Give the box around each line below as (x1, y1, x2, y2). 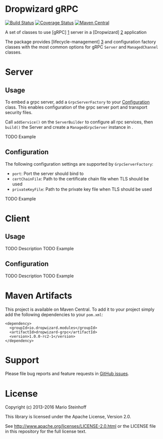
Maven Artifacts (5, 290, 72, 301)
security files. (5, 109, 33, 115)
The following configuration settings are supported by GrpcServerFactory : (5, 161, 153, 167)
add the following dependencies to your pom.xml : (5, 311, 103, 318)
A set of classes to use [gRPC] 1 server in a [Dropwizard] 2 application (5, 29, 147, 35)
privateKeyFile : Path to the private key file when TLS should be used (12, 186, 152, 192)
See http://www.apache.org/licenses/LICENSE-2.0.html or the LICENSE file (5, 423, 156, 429)
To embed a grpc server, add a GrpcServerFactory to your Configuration (5, 99, 150, 105)
